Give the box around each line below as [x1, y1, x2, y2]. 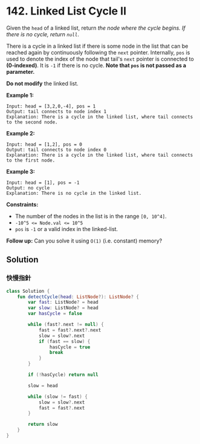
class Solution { [6, 288, 50, 294]
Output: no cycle [6, 184, 50, 191]
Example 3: [6, 168, 35, 175]
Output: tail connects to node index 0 [6, 146, 107, 152]
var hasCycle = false [28, 310, 83, 317]
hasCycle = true [49, 344, 91, 350]
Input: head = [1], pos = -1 [6, 180, 80, 186]
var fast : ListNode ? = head [28, 299, 98, 305]
